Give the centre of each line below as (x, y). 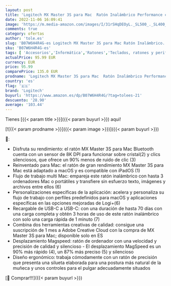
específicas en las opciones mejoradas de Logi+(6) (66, 203)
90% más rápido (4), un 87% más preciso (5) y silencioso (73, 252)
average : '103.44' (25, 105)
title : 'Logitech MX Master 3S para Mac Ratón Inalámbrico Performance (84, 15)
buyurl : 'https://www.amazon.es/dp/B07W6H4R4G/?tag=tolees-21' (74, 95)
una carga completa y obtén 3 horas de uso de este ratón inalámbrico (86, 214)
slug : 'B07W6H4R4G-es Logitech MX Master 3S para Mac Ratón (70, 43)
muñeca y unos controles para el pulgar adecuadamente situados (81, 268)
